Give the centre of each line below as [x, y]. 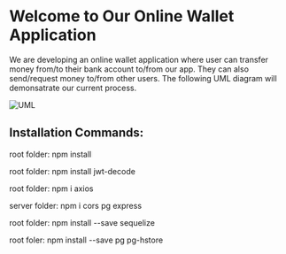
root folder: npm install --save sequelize [82, 222]
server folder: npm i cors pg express [76, 205]
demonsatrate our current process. [73, 88]
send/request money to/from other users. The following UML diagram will [143, 78]
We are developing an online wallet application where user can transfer [139, 59]
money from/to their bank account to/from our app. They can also [129, 69]
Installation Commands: [77, 133]
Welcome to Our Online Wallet [122, 16]
